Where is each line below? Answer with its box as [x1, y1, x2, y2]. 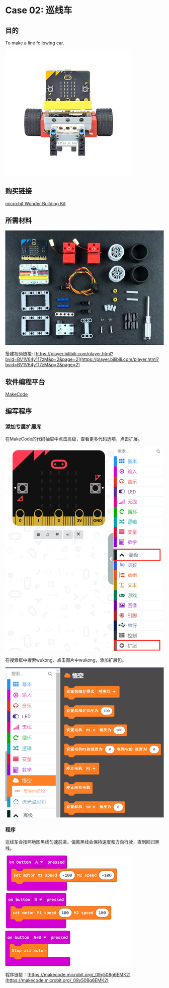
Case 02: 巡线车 [5, 5, 72, 16]
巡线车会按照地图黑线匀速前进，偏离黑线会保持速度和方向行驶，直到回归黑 [5, 839, 159, 845]
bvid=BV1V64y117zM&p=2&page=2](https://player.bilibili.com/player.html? [5, 356, 159, 362]
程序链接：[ [5, 971, 29, 977]
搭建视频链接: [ [5, 351, 36, 357]
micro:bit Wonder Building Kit [5, 200, 66, 206]
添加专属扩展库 [5, 423, 42, 430]
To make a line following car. [5, 40, 64, 46]
